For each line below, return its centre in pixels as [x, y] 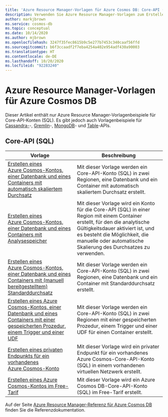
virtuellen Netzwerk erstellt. [109, 371]
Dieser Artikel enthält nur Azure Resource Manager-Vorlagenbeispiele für [80, 115]
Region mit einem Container [109, 216]
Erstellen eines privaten [35, 349]
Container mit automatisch [108, 186]
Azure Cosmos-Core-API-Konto [115, 359]
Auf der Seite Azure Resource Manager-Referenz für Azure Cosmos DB [79, 404]
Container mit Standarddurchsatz [116, 283]
